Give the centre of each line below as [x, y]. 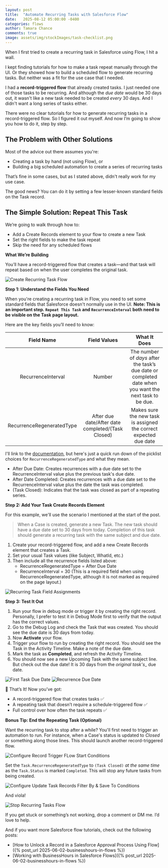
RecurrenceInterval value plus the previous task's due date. [74, 474]
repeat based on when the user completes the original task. [66, 270]
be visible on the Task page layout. [42, 315]
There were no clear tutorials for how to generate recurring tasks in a [76, 113]
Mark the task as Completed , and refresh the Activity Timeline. [77, 654]
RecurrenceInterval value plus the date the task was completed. [78, 485]
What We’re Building [27, 255]
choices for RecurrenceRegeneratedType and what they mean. [67, 459]
